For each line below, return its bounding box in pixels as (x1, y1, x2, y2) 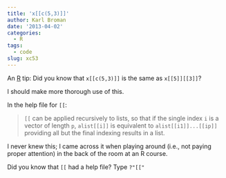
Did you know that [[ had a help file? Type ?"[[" (7, 163, 145, 171)
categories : (7, 29, 41, 37)
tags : (7, 42, 23, 49)
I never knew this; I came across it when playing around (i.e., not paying (7, 142, 212, 150)
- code (13, 49, 32, 56)
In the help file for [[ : (7, 101, 68, 109)
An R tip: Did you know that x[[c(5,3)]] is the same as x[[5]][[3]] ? (7, 74, 202, 82)
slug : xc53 (7, 55, 39, 62)
